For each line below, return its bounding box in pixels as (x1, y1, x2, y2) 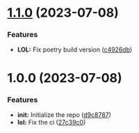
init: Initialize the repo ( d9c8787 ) (17, 110, 111, 119)
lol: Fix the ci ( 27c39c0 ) (17, 118, 86, 126)
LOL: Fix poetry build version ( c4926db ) (17, 45, 133, 54)
